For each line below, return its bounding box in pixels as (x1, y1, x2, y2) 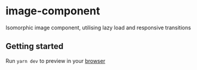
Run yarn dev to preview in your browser (5, 57, 106, 64)
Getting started (5, 41, 64, 51)
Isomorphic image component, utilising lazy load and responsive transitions (5, 24, 192, 31)
